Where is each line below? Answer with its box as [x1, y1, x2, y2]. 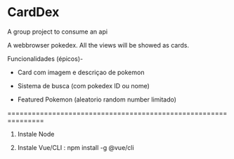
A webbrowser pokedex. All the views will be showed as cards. [7, 41, 190, 49]
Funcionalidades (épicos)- [7, 54, 83, 63]
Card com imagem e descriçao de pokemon [17, 68, 145, 76]
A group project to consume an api [7, 27, 108, 36]
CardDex [7, 4, 60, 20]
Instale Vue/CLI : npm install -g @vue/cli [17, 143, 135, 151]
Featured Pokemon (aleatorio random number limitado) [17, 95, 177, 104]
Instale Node [17, 130, 55, 138]
